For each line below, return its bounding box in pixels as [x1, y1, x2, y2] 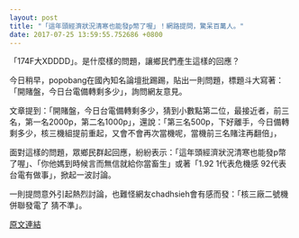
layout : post [9, 13, 59, 23]
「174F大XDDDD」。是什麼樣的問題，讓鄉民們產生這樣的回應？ [9, 56, 240, 67]
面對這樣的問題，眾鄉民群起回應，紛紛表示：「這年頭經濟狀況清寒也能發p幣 [9, 147, 286, 158]
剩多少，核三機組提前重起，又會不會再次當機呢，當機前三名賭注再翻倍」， [9, 128, 282, 139]
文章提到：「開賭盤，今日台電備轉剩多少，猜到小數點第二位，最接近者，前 [9, 105, 282, 116]
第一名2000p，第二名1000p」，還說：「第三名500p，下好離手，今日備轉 [24, 116, 290, 127]
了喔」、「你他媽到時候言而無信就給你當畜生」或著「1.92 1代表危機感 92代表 [9, 159, 286, 169]
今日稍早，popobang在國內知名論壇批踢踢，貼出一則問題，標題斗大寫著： [9, 75, 285, 86]
